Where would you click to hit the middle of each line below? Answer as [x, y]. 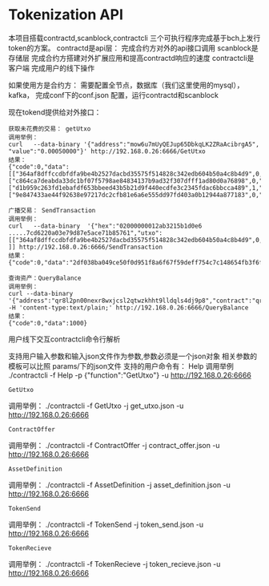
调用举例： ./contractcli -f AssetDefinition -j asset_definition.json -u [119, 485]
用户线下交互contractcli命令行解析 [64, 339]
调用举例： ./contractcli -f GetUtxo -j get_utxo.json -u [96, 406]
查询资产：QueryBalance [45, 278]
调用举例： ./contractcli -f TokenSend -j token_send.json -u [106, 524]
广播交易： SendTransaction [52, 210]
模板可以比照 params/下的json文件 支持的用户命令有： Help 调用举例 [121, 366]
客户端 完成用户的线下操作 [51, 68]
